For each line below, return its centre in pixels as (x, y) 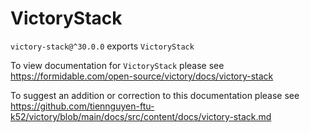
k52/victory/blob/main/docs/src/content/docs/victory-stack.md (141, 116)
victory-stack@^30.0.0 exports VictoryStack (102, 46)
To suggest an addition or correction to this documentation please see (155, 95)
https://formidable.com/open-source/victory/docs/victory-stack (142, 76)
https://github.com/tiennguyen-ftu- (82, 106)
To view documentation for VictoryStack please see (117, 65)
